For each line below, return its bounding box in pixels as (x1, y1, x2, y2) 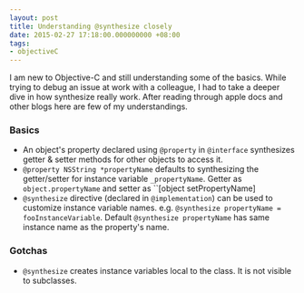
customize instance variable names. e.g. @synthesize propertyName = (22, 202, 281, 214)
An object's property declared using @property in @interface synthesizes (22, 145, 295, 156)
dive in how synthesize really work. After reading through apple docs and (9, 92, 283, 103)
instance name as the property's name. (22, 222, 170, 233)
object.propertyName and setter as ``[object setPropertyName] (22, 183, 256, 194)
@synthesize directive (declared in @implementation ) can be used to (22, 193, 274, 204)
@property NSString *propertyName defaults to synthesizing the (22, 164, 260, 175)
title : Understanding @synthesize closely (9, 22, 172, 31)
